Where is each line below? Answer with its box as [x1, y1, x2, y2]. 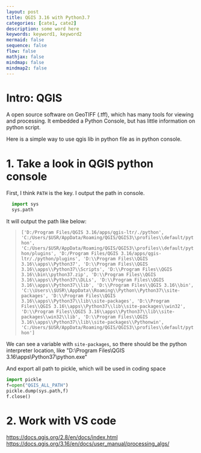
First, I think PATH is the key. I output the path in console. [6, 190, 145, 197]
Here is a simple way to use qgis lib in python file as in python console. [6, 135, 182, 143]
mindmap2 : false [6, 65, 47, 71]
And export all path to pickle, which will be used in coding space [6, 365, 166, 372]
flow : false [6, 48, 36, 54]
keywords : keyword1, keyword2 [6, 31, 82, 37]
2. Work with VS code [6, 414, 116, 428]
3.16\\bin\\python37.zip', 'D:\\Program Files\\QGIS [20, 272, 156, 278]
